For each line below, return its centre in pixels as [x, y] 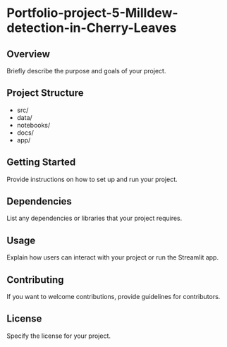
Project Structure [45, 93]
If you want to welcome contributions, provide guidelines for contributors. [114, 297]
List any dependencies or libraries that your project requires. [94, 218]
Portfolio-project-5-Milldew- [92, 13]
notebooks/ [33, 125]
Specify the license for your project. [59, 336]
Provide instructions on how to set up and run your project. [92, 179]
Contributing [35, 280]
